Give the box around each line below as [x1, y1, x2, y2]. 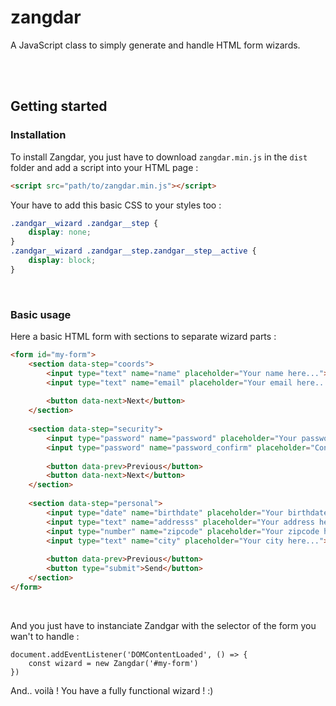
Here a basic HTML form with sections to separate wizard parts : [10, 331, 277, 343]
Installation [10, 128, 67, 142]
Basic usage [10, 307, 72, 321]
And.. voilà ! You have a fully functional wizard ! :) [10, 684, 214, 696]
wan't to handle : [10, 630, 80, 642]
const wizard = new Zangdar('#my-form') [28, 658, 199, 668]
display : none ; [28, 227, 92, 238]
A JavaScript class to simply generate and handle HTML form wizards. [10, 39, 301, 51]
